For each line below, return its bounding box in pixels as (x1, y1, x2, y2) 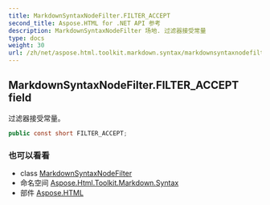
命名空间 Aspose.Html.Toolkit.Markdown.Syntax (19, 178, 179, 187)
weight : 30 (8, 42, 45, 50)
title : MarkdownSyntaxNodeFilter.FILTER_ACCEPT (8, 11, 171, 20)
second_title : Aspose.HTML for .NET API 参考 (8, 19, 161, 27)
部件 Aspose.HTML (19, 187, 84, 197)
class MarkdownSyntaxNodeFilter (19, 168, 133, 178)
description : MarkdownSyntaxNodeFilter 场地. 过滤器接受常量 (8, 26, 207, 34)
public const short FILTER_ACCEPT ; (8, 129, 128, 137)
